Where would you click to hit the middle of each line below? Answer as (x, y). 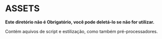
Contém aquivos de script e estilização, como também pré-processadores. (81, 31)
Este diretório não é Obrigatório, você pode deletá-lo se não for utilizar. (80, 22)
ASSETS (23, 9)
